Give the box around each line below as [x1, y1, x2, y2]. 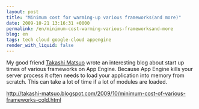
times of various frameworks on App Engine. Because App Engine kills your [6, 65, 194, 72]
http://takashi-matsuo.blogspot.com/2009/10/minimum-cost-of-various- [6, 90, 186, 97]
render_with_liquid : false [6, 43, 74, 49]
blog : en [6, 31, 28, 37]
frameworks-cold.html [6, 96, 61, 103]
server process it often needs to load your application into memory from [6, 72, 185, 79]
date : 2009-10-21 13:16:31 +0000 [6, 20, 90, 26]
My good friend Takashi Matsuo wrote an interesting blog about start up [6, 58, 185, 66]
